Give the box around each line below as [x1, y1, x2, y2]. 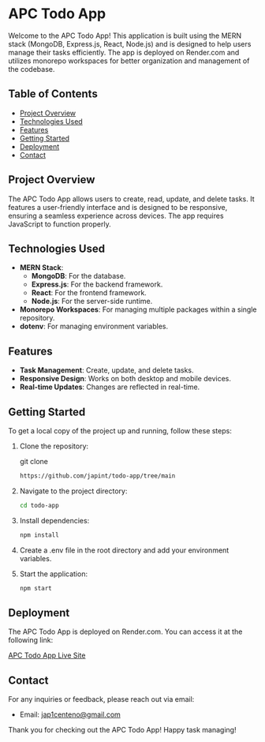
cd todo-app [19, 501, 59, 509]
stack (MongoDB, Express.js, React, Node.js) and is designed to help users [8, 39, 252, 48]
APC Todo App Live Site [8, 650, 86, 660]
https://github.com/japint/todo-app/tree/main [19, 472, 176, 480]
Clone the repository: [19, 441, 89, 451]
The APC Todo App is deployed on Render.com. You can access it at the [8, 627, 243, 636]
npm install [19, 530, 59, 539]
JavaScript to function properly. [8, 219, 112, 229]
